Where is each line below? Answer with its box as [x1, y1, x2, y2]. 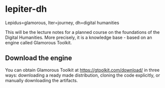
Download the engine [5, 54, 73, 62]
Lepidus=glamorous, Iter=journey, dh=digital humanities [5, 20, 120, 26]
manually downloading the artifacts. [5, 77, 78, 83]
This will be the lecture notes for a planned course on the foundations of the [5, 29, 160, 35]
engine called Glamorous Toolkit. [5, 39, 72, 45]
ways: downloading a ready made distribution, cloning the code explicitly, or [5, 72, 161, 78]
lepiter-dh [5, 3, 47, 15]
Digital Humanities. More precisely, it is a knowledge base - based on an [5, 34, 152, 40]
